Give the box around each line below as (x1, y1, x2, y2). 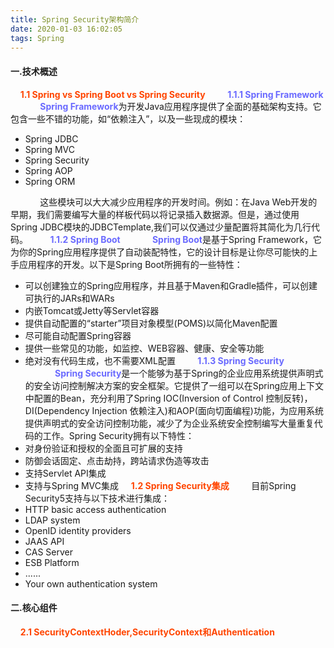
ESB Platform (24, 556, 80, 568)
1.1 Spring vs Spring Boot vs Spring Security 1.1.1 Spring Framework (19, 88, 324, 100)
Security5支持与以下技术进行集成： (24, 492, 171, 504)
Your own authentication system (24, 577, 158, 590)
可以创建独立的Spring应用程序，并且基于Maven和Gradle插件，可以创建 (24, 279, 318, 291)
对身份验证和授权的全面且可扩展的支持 (24, 442, 183, 454)
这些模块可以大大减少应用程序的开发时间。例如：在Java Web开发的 (39, 196, 318, 208)
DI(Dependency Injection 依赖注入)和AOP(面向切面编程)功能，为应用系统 (24, 404, 324, 416)
